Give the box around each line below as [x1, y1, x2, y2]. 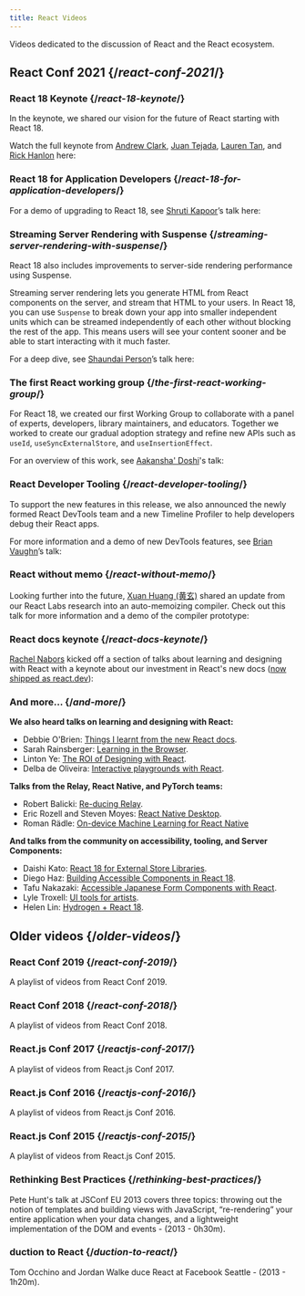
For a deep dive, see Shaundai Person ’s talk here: [9, 353, 195, 364]
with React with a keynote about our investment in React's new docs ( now [9, 664, 287, 674]
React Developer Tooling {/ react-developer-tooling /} [9, 478, 248, 491]
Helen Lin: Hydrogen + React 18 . [22, 902, 144, 913]
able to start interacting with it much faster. [9, 335, 171, 347]
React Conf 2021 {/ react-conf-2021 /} [9, 65, 225, 80]
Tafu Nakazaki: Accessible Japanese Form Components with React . [22, 883, 278, 894]
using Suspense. [9, 269, 73, 280]
